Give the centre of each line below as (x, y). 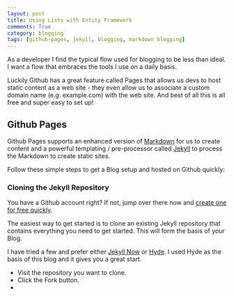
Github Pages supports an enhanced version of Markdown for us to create (114, 141)
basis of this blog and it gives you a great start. (75, 259)
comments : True (29, 26)
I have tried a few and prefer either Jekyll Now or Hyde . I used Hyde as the (114, 252)
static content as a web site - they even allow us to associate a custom (109, 88)
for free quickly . (30, 210)
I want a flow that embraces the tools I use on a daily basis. (92, 67)
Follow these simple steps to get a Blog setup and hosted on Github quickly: (116, 169)
